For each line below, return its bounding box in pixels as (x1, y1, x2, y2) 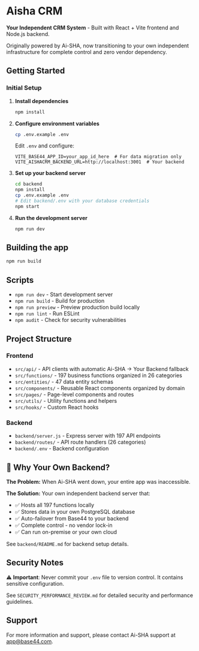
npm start (14, 203, 40, 209)
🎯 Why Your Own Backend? (6, 462, 110, 472)
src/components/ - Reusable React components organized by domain (14, 384, 185, 391)
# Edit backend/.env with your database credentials (14, 198, 150, 204)
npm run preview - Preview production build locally (14, 304, 140, 311)
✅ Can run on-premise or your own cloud (14, 528, 117, 535)
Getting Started (6, 66, 65, 76)
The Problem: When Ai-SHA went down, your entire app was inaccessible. (6, 478, 191, 485)
